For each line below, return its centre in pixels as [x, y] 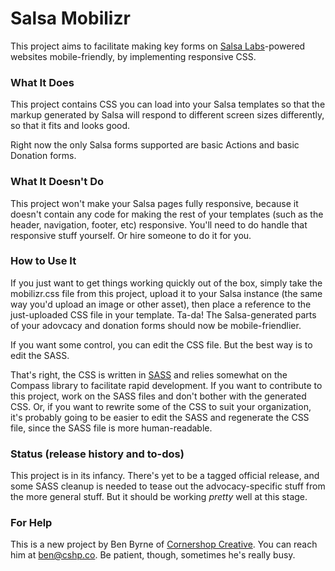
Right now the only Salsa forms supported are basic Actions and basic [155, 145]
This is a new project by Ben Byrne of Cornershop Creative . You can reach [164, 544]
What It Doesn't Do [57, 182]
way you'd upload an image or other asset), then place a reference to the [161, 304]
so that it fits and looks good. [70, 126]
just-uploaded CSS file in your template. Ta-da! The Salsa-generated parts [163, 314]
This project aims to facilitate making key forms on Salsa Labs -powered [158, 46]
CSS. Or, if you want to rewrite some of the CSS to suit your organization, [161, 406]
